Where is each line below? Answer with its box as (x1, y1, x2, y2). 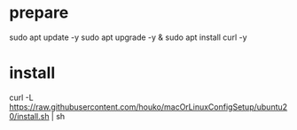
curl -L (9, 92, 34, 103)
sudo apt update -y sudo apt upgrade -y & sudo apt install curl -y (9, 32, 247, 42)
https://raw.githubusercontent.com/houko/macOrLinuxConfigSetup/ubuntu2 (9, 101, 288, 112)
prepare (9, 3, 69, 23)
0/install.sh (9, 111, 50, 121)
